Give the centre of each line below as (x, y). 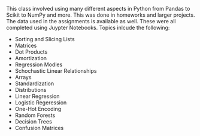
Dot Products (31, 52)
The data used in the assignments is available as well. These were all (91, 21)
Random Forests (35, 115)
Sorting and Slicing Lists (45, 39)
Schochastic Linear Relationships (56, 71)
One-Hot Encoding (38, 109)
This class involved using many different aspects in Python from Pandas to (98, 9)
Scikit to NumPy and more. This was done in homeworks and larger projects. (101, 15)
